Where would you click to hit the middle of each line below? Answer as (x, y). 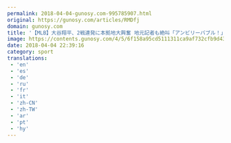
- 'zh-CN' (24, 103)
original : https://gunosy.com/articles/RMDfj (73, 20)
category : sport (30, 52)
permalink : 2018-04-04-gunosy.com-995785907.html (80, 13)
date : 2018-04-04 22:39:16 (46, 45)
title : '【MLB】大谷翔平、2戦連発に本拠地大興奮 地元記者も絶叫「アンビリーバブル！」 (117, 33)
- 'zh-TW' (24, 109)
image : (16, 39)
